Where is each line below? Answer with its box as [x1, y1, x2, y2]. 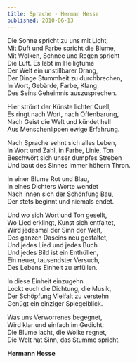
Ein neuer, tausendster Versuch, [7, 255, 100, 264]
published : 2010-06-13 [7, 17, 74, 24]
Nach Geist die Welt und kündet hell [7, 117, 111, 125]
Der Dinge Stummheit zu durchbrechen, [7, 73, 123, 82]
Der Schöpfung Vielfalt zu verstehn [7, 292, 110, 300]
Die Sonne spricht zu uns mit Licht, [7, 36, 109, 44]
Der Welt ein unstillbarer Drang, [7, 66, 98, 75]
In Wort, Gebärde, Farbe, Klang [7, 81, 97, 90]
